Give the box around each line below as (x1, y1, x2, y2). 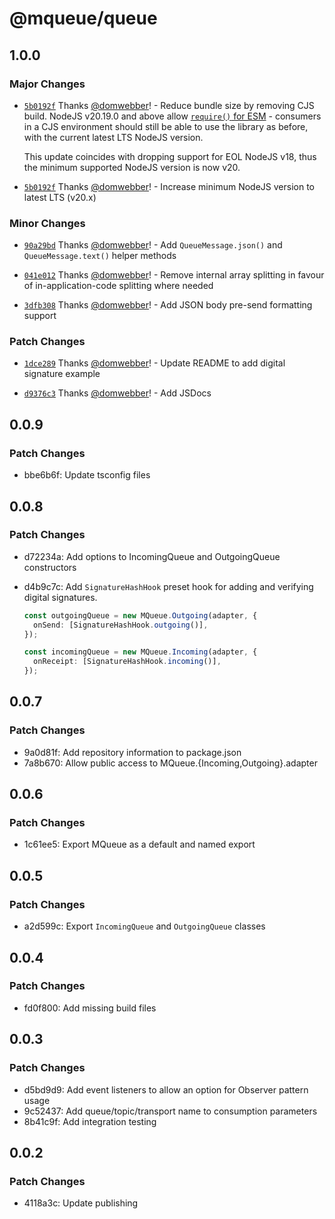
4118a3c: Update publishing (23, 1197, 139, 1209)
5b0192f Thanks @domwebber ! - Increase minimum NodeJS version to (23, 180, 315, 192)
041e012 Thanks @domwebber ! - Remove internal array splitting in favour (23, 269, 325, 281)
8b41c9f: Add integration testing (23, 1115, 157, 1127)
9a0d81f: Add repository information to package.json (23, 746, 242, 758)
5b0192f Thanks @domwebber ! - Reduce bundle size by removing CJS (23, 99, 315, 111)
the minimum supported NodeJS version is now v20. (23, 161, 241, 173)
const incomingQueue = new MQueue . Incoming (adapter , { (23, 647, 258, 657)
